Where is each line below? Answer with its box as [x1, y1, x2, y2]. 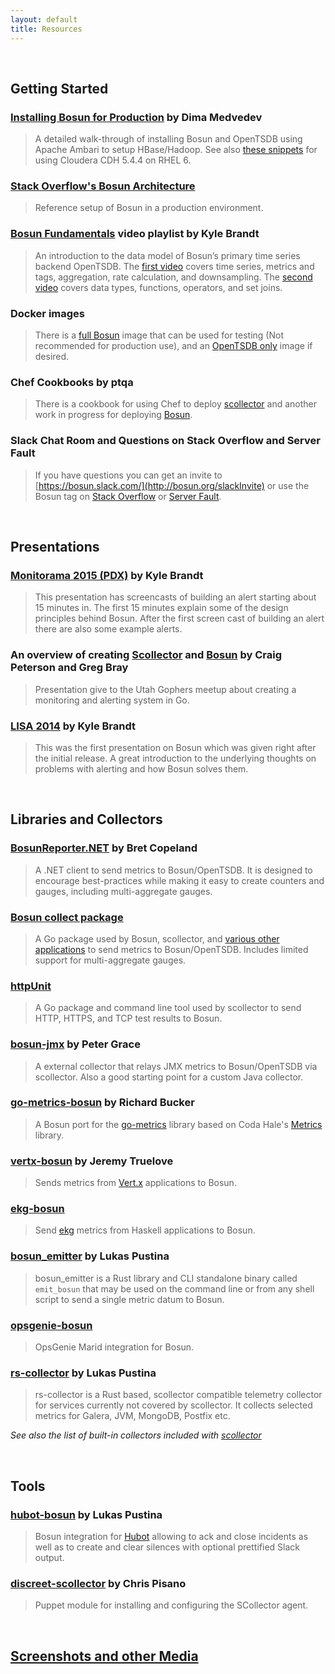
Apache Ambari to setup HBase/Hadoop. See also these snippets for [34, 144, 318, 156]
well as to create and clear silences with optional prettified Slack [34, 1541, 300, 1553]
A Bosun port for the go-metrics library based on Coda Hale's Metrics [34, 1118, 323, 1130]
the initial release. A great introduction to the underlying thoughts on [34, 752, 317, 764]
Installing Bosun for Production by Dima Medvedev [10, 110, 263, 124]
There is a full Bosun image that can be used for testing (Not [34, 329, 284, 341]
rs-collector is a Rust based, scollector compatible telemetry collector [34, 1389, 323, 1401]
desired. [34, 351, 70, 363]
